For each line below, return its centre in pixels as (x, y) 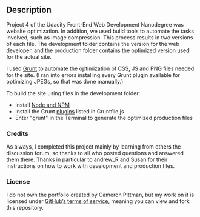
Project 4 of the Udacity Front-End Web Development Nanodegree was (95, 24)
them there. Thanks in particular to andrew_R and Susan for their (87, 159)
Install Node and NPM (42, 105)
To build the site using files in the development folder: (73, 93)
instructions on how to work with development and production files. (91, 166)
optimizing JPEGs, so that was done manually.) (65, 81)
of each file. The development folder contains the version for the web (93, 44)
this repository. (25, 208)
